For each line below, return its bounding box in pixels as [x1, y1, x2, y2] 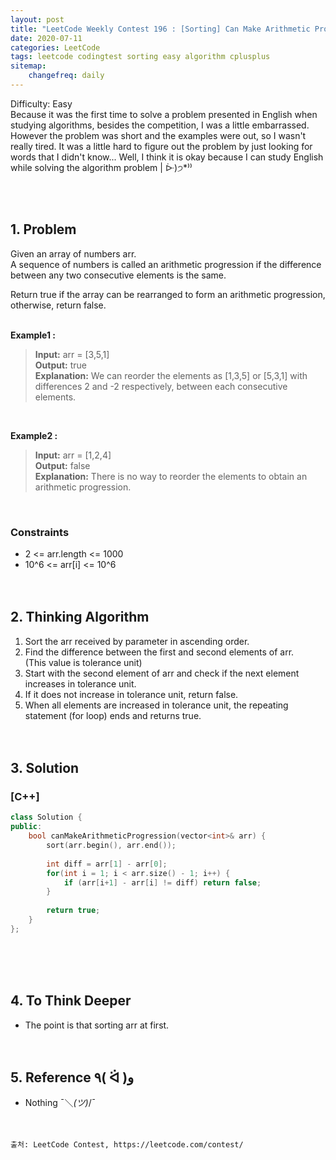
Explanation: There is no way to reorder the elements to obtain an [34, 470, 308, 482]
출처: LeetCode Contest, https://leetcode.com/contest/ [10, 1140, 244, 1150]
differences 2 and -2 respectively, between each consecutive [34, 380, 288, 392]
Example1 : [10, 329, 57, 341]
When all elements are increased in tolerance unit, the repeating [24, 699, 289, 711]
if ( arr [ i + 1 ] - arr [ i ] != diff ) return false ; [63, 877, 262, 888]
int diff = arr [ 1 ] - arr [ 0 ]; [46, 859, 168, 869]
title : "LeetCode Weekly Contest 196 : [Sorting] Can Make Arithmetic [10, 24, 311, 34]
